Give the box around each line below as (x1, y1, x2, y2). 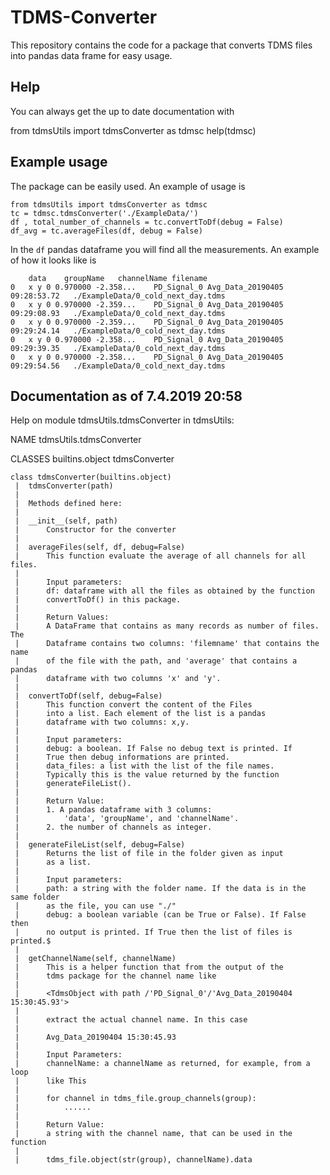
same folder (10, 892, 60, 903)
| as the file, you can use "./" (14, 901, 177, 911)
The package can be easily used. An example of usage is (10, 180, 246, 192)
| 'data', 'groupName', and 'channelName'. (14, 814, 240, 824)
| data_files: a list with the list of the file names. (14, 761, 275, 771)
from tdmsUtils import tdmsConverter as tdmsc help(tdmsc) (10, 124, 257, 136)
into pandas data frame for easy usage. (10, 49, 173, 61)
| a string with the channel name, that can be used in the (14, 1129, 293, 1139)
